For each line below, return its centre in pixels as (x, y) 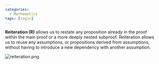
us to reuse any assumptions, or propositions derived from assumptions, (77, 42)
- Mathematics (24, 14)
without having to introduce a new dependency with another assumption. (78, 47)
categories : (17, 9)
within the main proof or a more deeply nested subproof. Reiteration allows (79, 37)
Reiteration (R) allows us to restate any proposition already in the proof (76, 32)
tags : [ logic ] (19, 18)
